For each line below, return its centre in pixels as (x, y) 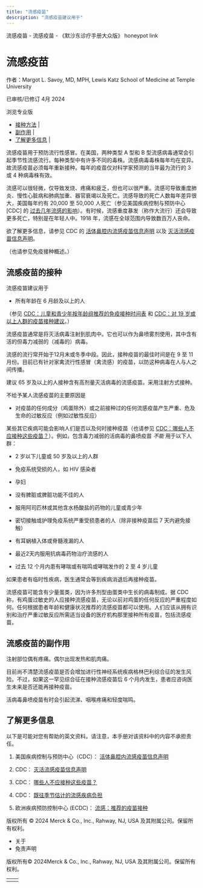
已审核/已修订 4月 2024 (36, 99)
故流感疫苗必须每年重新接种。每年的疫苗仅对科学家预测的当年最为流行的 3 (99, 168)
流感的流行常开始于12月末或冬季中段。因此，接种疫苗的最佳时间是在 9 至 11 (100, 354)
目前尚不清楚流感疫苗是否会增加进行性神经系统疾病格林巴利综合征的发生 (96, 672)
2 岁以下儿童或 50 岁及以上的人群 (56, 456)
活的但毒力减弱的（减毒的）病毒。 (49, 342)
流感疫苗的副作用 (38, 643)
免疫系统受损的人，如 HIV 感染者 (56, 469)
